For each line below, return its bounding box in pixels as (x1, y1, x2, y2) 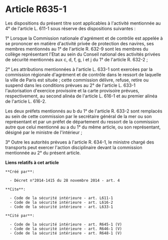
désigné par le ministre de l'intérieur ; (5, 129, 83, 135)
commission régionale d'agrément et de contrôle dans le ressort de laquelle (5, 71, 161, 77)
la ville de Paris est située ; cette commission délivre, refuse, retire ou (5, 77, 149, 83)
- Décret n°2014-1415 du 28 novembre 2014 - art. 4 (10, 178, 120, 183)
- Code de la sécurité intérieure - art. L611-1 (10, 195, 113, 200)
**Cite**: (5, 187, 26, 192)
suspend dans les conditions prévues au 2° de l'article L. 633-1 (5, 82, 136, 88)
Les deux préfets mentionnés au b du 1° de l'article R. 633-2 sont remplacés (5, 108, 162, 114)
